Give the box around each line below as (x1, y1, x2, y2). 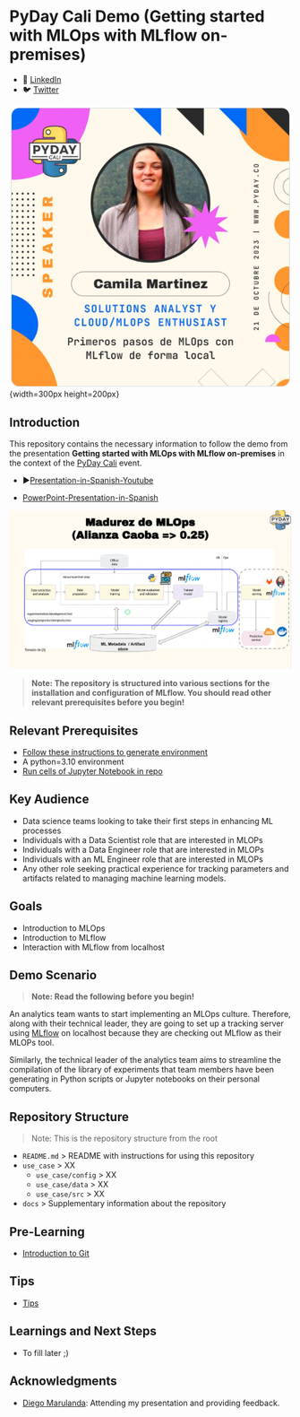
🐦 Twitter (21, 83, 60, 95)
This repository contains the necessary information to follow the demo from (9, 438, 288, 449)
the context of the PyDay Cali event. (9, 457, 142, 468)
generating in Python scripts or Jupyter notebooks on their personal (9, 1074, 260, 1084)
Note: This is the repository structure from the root (30, 1133, 218, 1144)
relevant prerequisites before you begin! (30, 697, 185, 708)
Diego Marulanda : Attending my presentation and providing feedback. (21, 1397, 280, 1408)
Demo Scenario (9, 968, 97, 983)
